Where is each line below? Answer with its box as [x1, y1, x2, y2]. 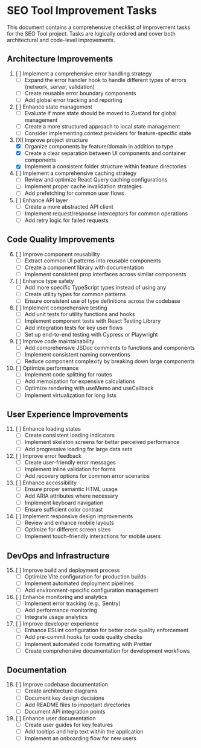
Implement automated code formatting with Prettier [24, 640, 153, 647]
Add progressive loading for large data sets [24, 445, 133, 452]
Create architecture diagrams [24, 687, 98, 694]
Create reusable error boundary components [24, 89, 136, 97]
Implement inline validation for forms [24, 465, 116, 472]
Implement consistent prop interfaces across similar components [24, 270, 187, 277]
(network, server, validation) [24, 83, 95, 90]
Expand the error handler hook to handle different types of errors [24, 76, 187, 83]
